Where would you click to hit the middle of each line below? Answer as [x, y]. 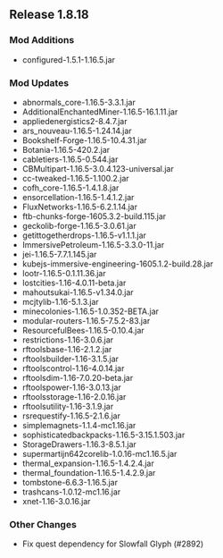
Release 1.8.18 [49, 15]
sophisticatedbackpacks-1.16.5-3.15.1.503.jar [103, 435]
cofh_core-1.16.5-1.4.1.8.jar [70, 188]
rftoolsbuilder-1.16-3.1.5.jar [70, 359]
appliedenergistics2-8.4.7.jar [74, 121]
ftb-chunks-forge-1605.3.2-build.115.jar [94, 216]
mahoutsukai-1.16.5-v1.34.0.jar [78, 292]
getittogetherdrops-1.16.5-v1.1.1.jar [84, 235]
